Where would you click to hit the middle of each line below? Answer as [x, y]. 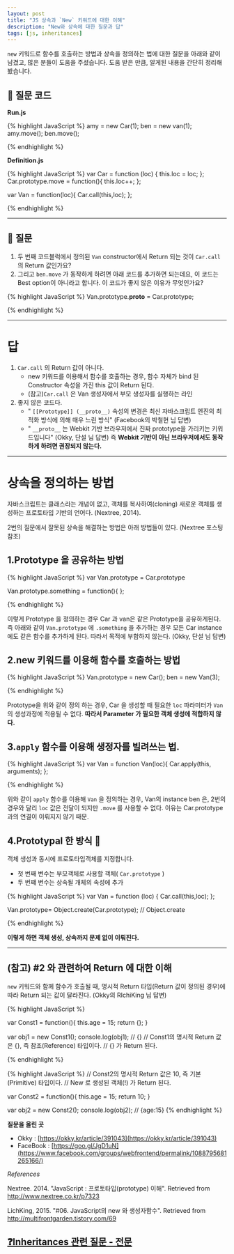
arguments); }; [28, 771]
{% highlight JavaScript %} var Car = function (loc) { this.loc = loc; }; [106, 174]
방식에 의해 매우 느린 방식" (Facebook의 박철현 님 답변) [116, 419]
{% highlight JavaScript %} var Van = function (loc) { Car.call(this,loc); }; [111, 896]
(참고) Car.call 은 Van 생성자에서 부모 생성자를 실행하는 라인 [110, 394]
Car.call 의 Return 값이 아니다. [61, 367]
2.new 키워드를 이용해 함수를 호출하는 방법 [94, 660]
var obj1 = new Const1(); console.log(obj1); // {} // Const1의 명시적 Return [111, 1037]
